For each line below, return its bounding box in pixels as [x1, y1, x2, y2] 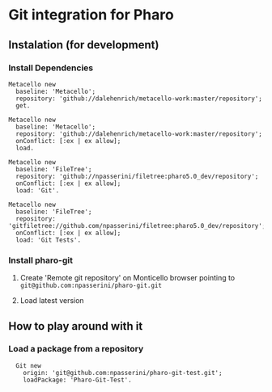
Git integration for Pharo [8, 6, 174, 24]
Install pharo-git [8, 255, 73, 266]
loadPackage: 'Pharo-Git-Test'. [23, 376, 132, 384]
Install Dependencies [8, 62, 94, 74]
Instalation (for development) [8, 38, 159, 52]
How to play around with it [8, 319, 143, 333]
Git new [15, 361, 42, 369]
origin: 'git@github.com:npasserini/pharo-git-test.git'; [23, 369, 223, 377]
